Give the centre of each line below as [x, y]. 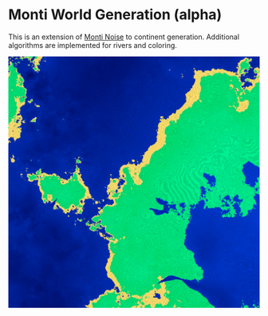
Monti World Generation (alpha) [115, 15]
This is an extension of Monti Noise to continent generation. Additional [124, 37]
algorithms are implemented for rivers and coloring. [93, 45]
